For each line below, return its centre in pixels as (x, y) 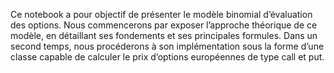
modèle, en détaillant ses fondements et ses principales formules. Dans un (164, 35)
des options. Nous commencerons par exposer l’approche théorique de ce (164, 25)
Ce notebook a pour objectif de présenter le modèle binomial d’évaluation (161, 14)
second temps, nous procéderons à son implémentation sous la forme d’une (167, 46)
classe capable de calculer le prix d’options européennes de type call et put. (167, 57)
